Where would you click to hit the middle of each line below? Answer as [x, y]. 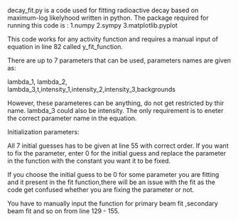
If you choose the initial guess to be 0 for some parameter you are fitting [113, 174]
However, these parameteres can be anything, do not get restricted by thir [116, 103]
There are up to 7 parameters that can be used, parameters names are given [119, 60]
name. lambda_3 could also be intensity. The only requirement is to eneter [115, 110]
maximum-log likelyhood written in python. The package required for [108, 18]
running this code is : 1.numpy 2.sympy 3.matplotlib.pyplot [92, 25]
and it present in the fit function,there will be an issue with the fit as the [111, 182]
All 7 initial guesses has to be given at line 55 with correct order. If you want [118, 146]
